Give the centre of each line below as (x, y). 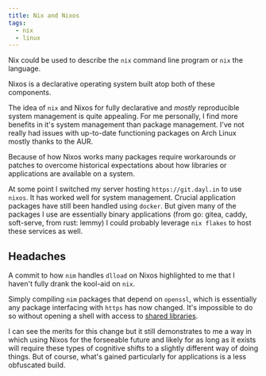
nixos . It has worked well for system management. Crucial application (122, 198)
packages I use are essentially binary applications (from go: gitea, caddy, (128, 214)
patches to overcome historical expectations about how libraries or (118, 165)
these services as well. (46, 232)
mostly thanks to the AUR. (51, 142)
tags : (17, 23)
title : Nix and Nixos (44, 15)
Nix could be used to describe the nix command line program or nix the (126, 60)
